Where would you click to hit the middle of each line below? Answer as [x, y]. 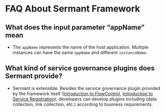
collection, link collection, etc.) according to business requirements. [82, 104]
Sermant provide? [34, 76]
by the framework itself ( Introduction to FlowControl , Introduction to [83, 93]
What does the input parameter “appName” [75, 27]
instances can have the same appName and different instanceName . [80, 52]
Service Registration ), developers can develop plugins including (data [85, 99]
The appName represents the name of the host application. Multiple [80, 47]
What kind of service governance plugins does [80, 68]
